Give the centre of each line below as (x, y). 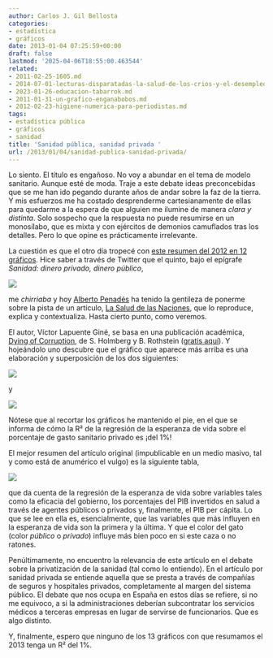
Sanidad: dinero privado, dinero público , (76, 268)
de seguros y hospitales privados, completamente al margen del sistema (130, 587)
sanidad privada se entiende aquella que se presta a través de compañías (132, 578)
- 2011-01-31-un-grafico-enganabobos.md (78, 99)
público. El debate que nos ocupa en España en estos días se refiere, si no (133, 595)
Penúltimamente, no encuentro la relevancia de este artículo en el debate (131, 561)
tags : (17, 115)
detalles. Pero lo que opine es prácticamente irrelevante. (103, 236)
